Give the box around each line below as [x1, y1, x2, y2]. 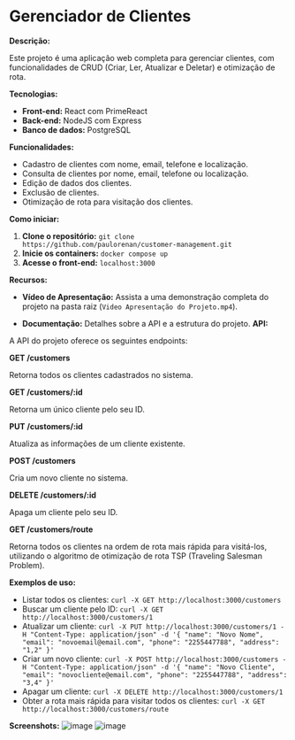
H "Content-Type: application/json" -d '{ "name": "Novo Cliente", [21, 662, 276, 672]
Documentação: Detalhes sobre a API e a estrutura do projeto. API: [21, 318, 269, 328]
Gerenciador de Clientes [9, 6, 192, 27]
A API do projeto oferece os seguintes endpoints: [9, 335, 188, 346]
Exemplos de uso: [9, 577, 77, 588]
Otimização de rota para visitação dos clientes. [21, 197, 193, 207]
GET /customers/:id [9, 387, 83, 397]
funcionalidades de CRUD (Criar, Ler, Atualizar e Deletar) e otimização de [9, 62, 276, 73]
